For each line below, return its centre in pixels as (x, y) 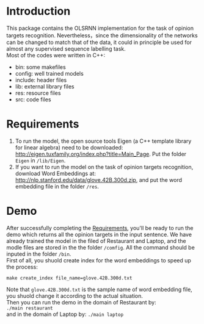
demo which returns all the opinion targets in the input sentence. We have (99, 234)
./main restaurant (30, 308)
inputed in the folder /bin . (39, 254)
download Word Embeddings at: (56, 173)
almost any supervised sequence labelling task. (66, 49)
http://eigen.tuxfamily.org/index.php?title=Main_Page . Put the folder (101, 154)
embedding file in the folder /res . (57, 186)
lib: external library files (45, 86)
